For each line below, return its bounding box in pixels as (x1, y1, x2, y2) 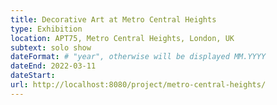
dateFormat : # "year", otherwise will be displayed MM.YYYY (10, 52, 267, 62)
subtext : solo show (10, 42, 92, 53)
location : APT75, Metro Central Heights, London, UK (10, 33, 235, 43)
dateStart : (10, 71, 56, 81)
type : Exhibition (10, 24, 83, 34)
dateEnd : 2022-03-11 (10, 61, 97, 71)
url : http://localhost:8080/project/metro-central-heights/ (10, 80, 267, 90)
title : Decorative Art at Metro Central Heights (10, 14, 217, 25)
